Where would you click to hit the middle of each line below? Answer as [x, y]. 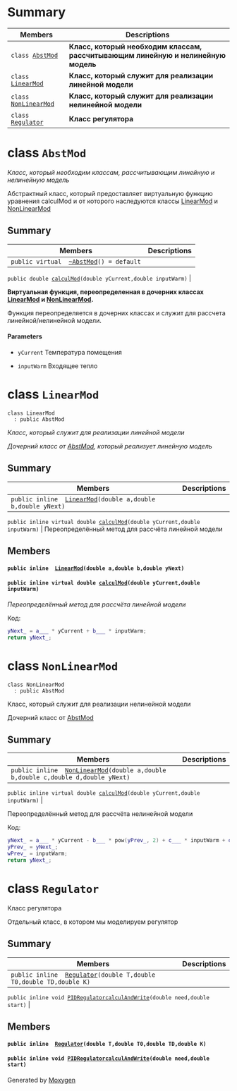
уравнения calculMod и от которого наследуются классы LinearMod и [113, 201]
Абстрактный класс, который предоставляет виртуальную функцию [110, 193]
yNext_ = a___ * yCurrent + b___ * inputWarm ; [77, 631]
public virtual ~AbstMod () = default [76, 261]
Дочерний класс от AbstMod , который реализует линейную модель [110, 446]
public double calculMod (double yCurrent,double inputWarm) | [99, 278]
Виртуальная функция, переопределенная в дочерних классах [106, 292]
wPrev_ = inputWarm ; [38, 854]
